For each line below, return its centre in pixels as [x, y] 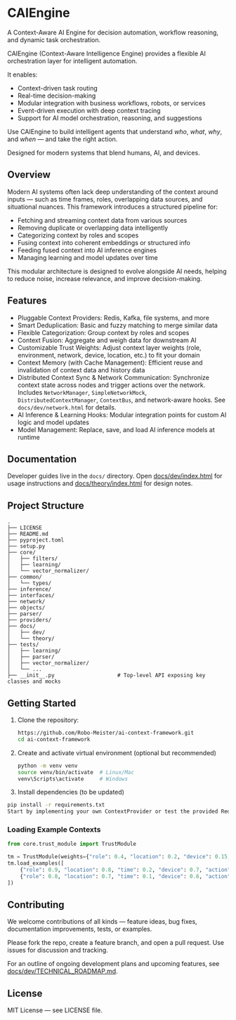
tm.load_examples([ [36, 863]
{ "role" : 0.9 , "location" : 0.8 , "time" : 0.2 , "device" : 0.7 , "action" [125, 870]
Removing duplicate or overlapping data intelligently [93, 228]
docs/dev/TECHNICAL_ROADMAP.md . [63, 972]
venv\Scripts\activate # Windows [73, 779]
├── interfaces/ [31, 596]
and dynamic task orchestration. [54, 39]
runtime [29, 437]
